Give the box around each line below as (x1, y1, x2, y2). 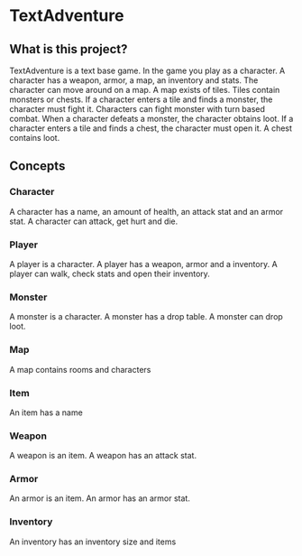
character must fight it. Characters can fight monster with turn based (9, 104, 266, 114)
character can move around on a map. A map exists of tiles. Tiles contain (9, 85, 280, 95)
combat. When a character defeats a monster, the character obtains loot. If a (9, 114, 294, 124)
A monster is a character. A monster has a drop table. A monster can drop (9, 311, 284, 322)
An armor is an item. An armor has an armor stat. (9, 493, 191, 504)
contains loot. (9, 133, 60, 143)
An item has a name (9, 407, 83, 418)
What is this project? (9, 42, 128, 57)
